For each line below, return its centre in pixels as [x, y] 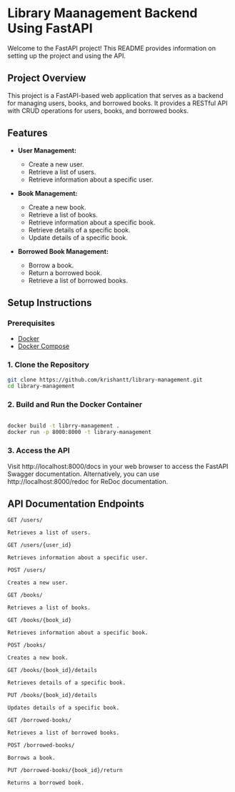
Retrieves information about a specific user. [78, 558]
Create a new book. [57, 207]
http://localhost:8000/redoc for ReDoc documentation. [88, 481]
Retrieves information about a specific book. [78, 633]
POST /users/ [27, 570]
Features [27, 133]
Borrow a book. [51, 265]
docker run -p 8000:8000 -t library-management [80, 432]
